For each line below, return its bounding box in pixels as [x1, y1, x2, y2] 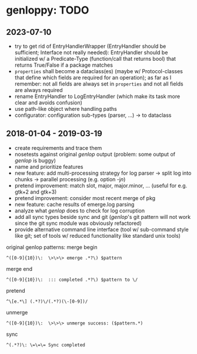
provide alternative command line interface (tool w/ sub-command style [14, 225, 189, 233]
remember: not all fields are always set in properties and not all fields [14, 80, 183, 87]
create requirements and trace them [14, 144, 102, 151]
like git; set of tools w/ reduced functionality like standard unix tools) [14, 232, 181, 239]
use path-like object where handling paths [14, 106, 118, 112]
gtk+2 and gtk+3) [14, 188, 57, 195]
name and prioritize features [14, 163, 84, 170]
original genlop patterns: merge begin [6, 243, 98, 251]
